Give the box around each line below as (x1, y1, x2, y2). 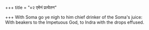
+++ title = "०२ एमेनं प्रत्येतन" (5, 5, 57, 10)
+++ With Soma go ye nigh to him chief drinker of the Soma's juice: (5, 15, 143, 20)
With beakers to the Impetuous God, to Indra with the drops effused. (5, 19, 145, 25)
